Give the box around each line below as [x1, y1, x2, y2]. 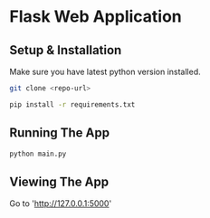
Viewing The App [9, 174, 110, 189]
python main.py [9, 149, 67, 158]
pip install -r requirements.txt [9, 100, 136, 109]
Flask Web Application [9, 6, 183, 27]
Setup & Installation [9, 43, 122, 58]
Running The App [9, 125, 110, 141]
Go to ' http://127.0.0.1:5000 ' [9, 198, 112, 209]
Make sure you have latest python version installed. [9, 66, 201, 77]
